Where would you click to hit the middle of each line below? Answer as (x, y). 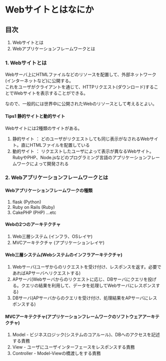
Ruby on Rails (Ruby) (34, 207)
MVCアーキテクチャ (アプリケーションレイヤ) (58, 242)
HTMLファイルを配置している (60, 145)
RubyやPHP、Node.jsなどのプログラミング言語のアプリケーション (80, 157)
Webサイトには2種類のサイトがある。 (44, 128)
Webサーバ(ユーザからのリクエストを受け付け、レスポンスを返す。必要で (87, 267)
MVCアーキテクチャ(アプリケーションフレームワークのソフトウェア (74, 316)
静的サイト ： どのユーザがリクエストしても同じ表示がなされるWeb (81, 139)
